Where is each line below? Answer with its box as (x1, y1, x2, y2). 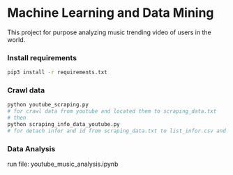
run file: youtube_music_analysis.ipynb (7, 160, 119, 169)
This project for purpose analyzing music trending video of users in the (7, 28, 211, 36)
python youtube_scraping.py (7, 101, 89, 108)
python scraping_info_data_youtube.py (7, 121, 120, 128)
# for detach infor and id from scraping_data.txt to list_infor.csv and (7, 127, 227, 134)
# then (7, 114, 27, 122)
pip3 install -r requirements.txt (7, 69, 108, 76)
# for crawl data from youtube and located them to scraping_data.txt (7, 108, 217, 115)
